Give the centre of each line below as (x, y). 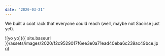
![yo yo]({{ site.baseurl (28, 38)
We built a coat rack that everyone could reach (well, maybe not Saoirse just (82, 23)
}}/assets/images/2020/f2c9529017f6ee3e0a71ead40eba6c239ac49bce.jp (82, 43)
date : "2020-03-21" (25, 9)
